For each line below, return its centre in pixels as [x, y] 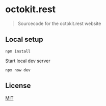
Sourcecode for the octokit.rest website [59, 23]
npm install [18, 51]
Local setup [24, 39]
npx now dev [18, 70]
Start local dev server [28, 61]
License [18, 86]
